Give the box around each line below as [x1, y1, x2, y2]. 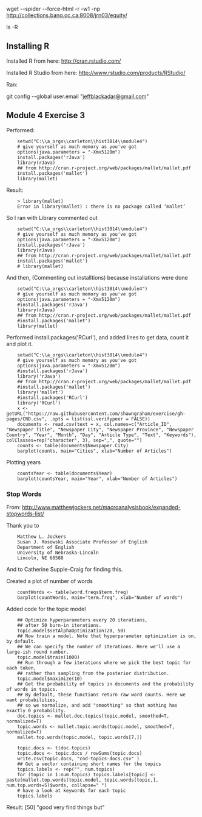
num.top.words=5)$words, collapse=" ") [6, 782, 107, 788]
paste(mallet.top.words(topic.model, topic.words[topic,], [6, 777, 159, 783]
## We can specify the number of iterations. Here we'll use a [17, 643, 181, 649]
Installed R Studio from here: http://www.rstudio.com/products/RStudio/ [6, 69, 186, 76]
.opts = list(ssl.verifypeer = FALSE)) [49, 416, 150, 422]
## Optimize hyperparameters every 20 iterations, [17, 617, 148, 623]
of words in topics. [6, 686, 59, 692]
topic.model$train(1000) [17, 654, 80, 660]
